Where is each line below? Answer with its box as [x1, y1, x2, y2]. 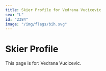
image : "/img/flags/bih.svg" [5, 21, 67, 27]
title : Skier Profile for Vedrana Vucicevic [5, 7, 101, 13]
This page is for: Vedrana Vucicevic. [5, 60, 82, 66]
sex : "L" [5, 12, 24, 17]
